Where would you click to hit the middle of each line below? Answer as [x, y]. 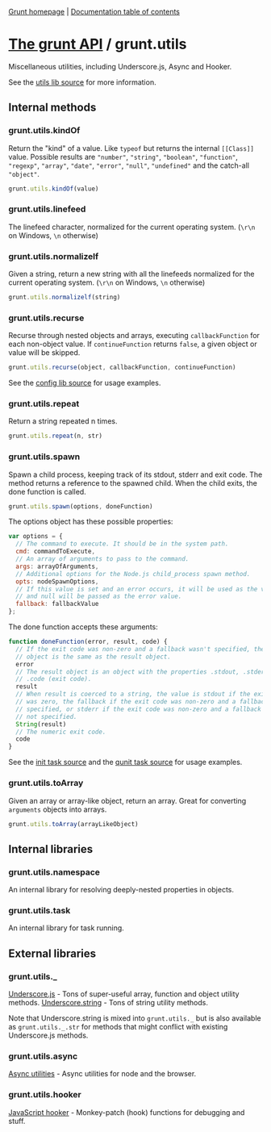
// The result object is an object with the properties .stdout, [128, 672]
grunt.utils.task [40, 911]
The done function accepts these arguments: [83, 627]
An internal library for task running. [67, 928]
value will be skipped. [44, 353]
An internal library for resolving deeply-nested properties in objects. [121, 890]
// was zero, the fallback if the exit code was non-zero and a [126, 702]
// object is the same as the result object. [94, 657]
